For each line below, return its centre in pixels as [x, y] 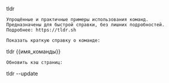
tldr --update [22, 73]
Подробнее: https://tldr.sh [41, 30]
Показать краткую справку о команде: [53, 41]
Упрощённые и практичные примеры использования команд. [77, 20]
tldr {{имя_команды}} [34, 51]
